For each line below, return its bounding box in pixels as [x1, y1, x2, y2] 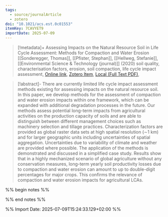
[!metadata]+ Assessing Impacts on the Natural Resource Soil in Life [17, 45, 159, 50]
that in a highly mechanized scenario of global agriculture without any [17, 156, 162, 161]
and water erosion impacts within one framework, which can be [17, 97, 149, 103]
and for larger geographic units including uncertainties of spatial [17, 134, 150, 140]
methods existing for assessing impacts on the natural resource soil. [17, 86, 159, 92]
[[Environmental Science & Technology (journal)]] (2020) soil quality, [17, 61, 159, 66]
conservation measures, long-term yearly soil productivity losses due [17, 161, 161, 167]
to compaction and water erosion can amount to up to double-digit [17, 166, 155, 172]
